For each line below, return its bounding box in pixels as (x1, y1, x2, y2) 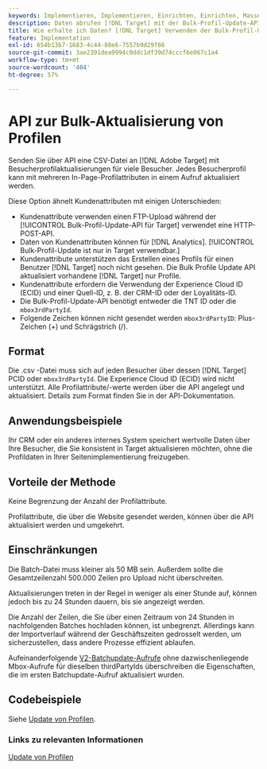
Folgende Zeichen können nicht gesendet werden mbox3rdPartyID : (19, 313, 237, 322)
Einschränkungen (8, 543, 98, 557)
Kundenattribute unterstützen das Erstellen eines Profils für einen (19, 254, 234, 263)
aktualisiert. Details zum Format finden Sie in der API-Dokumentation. (8, 391, 236, 400)
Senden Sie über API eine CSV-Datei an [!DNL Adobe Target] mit (8, 155, 220, 165)
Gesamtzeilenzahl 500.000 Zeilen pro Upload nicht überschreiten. (8, 572, 224, 582)
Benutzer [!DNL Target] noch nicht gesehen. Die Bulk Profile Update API (19, 262, 256, 271)
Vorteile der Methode (8, 475, 116, 489)
